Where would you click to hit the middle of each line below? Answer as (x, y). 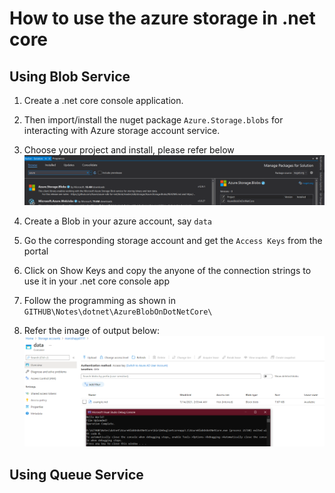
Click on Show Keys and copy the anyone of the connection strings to (167, 270)
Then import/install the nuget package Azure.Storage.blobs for (153, 120)
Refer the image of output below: (91, 330)
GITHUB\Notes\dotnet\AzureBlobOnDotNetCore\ (118, 312)
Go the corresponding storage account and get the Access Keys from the (173, 240)
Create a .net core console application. (103, 100)
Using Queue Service (76, 474)
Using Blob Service (70, 76)
